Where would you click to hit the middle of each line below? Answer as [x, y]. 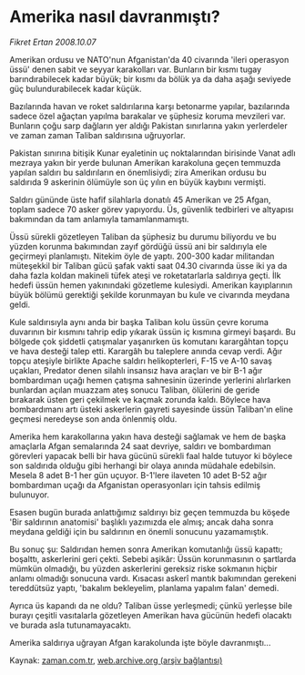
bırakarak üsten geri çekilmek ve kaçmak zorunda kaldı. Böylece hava [140, 399]
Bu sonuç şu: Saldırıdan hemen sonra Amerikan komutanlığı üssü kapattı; [146, 549]
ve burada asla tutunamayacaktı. [71, 625]
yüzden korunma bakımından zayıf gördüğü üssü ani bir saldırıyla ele [138, 246]
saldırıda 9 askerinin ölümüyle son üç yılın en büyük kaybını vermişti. [138, 182]
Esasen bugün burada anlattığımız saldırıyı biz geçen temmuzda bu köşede [150, 512]
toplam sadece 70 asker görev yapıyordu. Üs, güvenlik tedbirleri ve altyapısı [152, 209]
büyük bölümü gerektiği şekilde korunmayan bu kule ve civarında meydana [150, 294]
